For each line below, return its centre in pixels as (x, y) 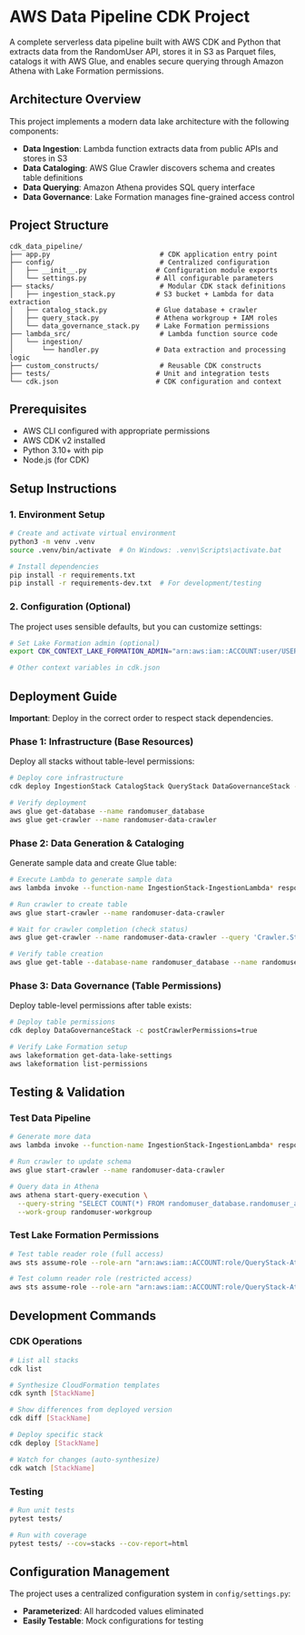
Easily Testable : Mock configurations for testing (113, 1621)
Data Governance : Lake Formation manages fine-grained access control (158, 196)
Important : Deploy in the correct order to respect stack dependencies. (142, 718)
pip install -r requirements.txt (73, 575)
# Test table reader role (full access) (87, 1254)
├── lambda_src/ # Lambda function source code (144, 333)
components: (34, 131)
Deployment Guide (64, 696)
